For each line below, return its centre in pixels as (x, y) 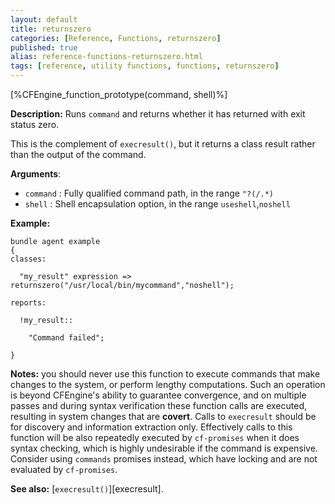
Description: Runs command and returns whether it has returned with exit (158, 114)
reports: (28, 303)
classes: (28, 259)
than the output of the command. (78, 154)
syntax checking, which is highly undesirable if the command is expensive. (164, 448)
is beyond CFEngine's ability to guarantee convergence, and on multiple (158, 395)
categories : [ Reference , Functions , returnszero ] (116, 38)
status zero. (35, 124)
